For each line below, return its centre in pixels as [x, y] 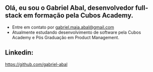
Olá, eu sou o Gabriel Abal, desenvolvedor [70, 8]
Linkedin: [19, 53]
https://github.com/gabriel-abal [36, 64]
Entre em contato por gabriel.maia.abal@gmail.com [63, 27]
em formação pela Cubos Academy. [78, 16]
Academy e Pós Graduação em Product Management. [66, 37]
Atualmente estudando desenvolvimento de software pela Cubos [76, 32]
